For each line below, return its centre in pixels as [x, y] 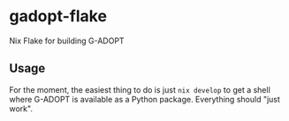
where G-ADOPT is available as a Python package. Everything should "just [145, 99]
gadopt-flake [58, 16]
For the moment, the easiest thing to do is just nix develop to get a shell [140, 89]
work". [21, 109]
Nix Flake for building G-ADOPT [67, 41]
